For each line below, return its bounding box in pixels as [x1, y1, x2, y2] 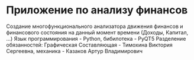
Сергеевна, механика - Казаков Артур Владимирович [6, 47, 143, 54]
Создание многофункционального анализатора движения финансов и [6, 23, 183, 30]
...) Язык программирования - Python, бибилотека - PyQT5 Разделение [6, 35, 186, 42]
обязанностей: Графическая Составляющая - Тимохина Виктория [6, 41, 173, 48]
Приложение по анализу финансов [6, 3, 188, 17]
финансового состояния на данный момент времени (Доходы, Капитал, [6, 29, 189, 36]
